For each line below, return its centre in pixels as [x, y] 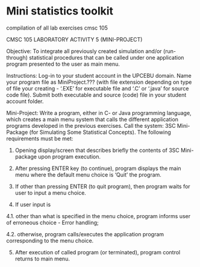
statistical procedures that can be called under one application [107, 57]
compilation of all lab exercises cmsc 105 [57, 28]
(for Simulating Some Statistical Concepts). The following [100, 132]
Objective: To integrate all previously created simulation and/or [84, 51]
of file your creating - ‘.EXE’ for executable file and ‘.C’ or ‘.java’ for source [98, 88]
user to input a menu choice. [50, 193]
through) [17, 57]
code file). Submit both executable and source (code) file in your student [96, 95]
